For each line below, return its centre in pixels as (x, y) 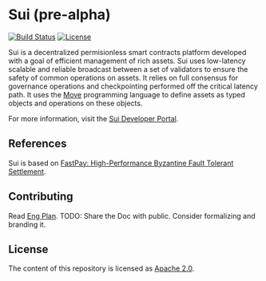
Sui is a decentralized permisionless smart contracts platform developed (127, 52)
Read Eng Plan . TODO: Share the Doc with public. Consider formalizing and (132, 216)
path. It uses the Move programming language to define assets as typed (127, 94)
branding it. (27, 224)
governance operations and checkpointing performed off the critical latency (133, 86)
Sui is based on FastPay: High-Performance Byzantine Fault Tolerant (121, 163)
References (38, 144)
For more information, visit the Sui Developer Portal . (93, 118)
